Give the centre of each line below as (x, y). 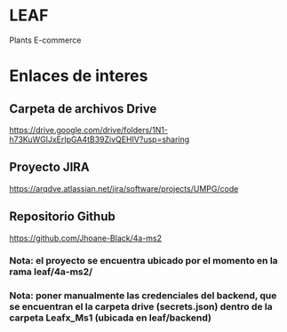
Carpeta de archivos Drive (83, 109)
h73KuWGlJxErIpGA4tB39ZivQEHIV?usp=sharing (100, 139)
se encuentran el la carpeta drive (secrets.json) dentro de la (141, 307)
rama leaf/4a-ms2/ (51, 272)
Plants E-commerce (45, 40)
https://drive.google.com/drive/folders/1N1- (89, 130)
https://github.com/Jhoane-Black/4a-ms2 (86, 238)
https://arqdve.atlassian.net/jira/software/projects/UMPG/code (124, 188)
